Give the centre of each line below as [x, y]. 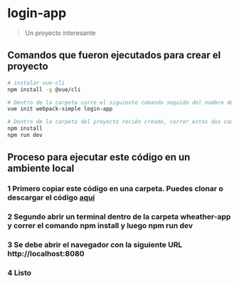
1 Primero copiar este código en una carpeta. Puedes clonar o [116, 189]
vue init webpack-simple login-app [60, 109]
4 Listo [20, 272]
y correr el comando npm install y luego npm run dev [100, 226]
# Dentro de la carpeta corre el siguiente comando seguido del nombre [116, 102]
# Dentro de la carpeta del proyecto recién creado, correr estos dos [114, 122]
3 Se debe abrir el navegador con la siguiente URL [95, 245]
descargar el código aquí [51, 197]
